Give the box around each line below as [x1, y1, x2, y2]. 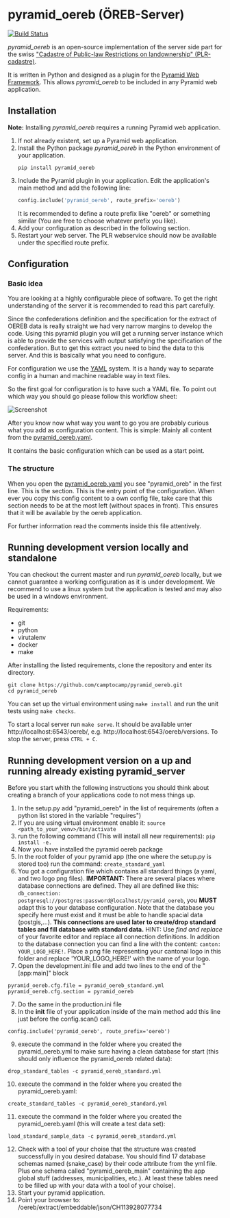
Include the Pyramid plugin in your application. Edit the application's [17, 176, 209, 184]
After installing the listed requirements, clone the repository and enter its [8, 661, 212, 669]
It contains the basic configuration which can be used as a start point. [8, 447, 205, 455]
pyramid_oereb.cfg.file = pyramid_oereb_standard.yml [8, 982, 165, 989]
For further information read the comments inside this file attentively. [8, 521, 201, 530]
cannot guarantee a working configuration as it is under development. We [8, 577, 216, 586]
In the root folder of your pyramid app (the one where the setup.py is [17, 853, 212, 861]
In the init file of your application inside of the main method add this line [17, 1008, 221, 1016]
